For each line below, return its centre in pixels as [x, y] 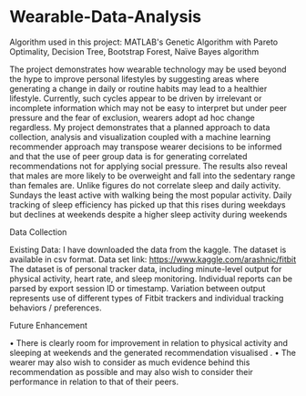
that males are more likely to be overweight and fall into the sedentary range [153, 176]
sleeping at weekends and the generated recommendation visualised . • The [153, 352]
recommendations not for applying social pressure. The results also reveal [149, 166]
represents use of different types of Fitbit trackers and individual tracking [147, 298]
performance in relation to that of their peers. [94, 381]
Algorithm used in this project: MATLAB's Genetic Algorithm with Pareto [144, 42]
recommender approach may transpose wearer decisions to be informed [146, 147]
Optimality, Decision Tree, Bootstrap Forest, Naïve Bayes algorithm [134, 51]
